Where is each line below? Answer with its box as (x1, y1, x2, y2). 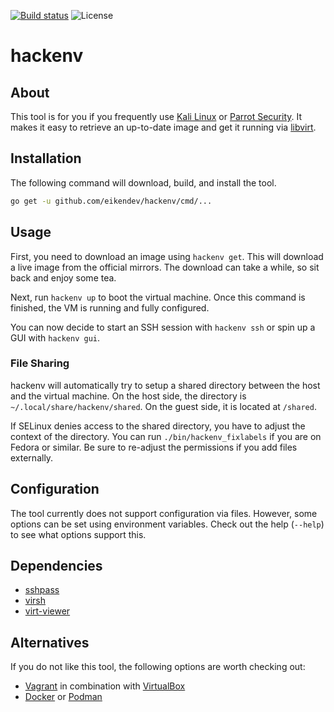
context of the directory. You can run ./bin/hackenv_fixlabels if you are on (10, 430, 322, 442)
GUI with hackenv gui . (10, 331, 101, 344)
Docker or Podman (24, 691, 103, 703)
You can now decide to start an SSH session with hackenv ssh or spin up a (10, 321, 316, 333)
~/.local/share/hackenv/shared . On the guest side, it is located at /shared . (10, 400, 317, 412)
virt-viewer (24, 605, 71, 617)
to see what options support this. (10, 528, 147, 540)
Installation (10, 150, 82, 167)
